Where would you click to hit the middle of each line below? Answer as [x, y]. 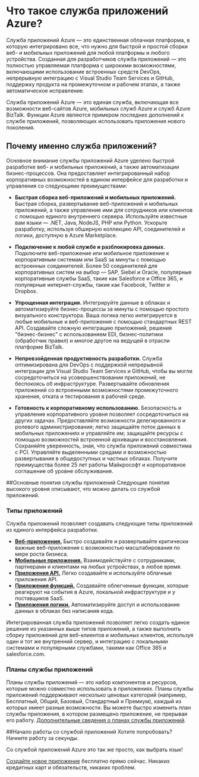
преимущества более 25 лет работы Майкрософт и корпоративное [100, 465]
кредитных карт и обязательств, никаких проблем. [71, 767]
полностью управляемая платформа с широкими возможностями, [91, 65]
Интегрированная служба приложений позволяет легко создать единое [98, 622]
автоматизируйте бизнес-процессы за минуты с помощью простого [102, 309]
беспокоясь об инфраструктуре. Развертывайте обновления [92, 383]
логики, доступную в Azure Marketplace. [66, 235]
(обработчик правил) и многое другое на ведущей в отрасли [92, 340]
